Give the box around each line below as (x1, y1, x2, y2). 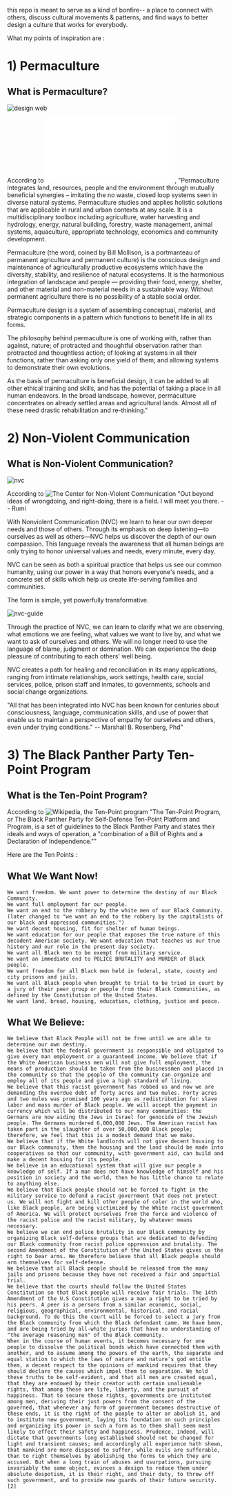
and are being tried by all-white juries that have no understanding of (7, 1325, 221, 1332)
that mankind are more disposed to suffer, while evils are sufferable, (7, 1446, 221, 1453)
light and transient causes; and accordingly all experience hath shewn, (7, 1440, 224, 1448)
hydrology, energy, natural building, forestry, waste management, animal (7, 221, 213, 228)
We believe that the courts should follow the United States (7, 1283, 187, 1290)
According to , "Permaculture (7, 176, 219, 184)
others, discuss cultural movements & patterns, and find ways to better (7, 13, 209, 21)
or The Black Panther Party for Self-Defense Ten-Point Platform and (7, 815, 200, 823)
